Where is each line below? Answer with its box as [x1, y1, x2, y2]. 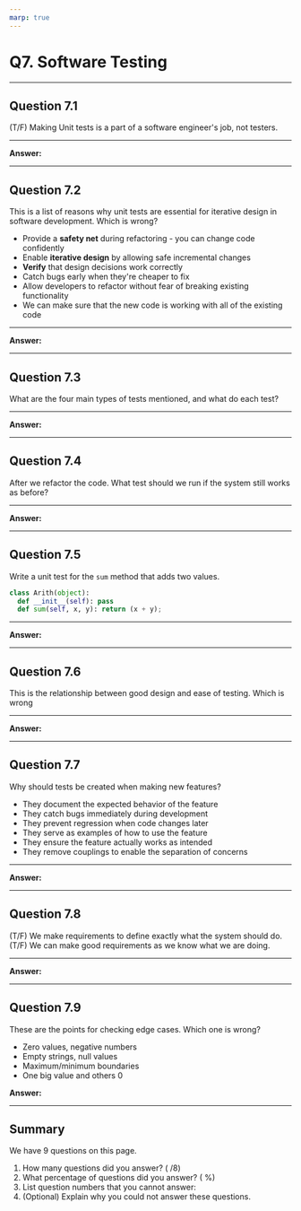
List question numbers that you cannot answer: [21, 1181, 197, 1193]
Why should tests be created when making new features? [9, 781, 221, 792]
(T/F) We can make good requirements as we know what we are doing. [9, 939, 271, 951]
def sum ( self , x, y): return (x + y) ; [17, 605, 163, 614]
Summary [9, 1121, 65, 1137]
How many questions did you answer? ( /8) [21, 1163, 181, 1173]
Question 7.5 [9, 547, 82, 562]
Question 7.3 [9, 370, 82, 385]
